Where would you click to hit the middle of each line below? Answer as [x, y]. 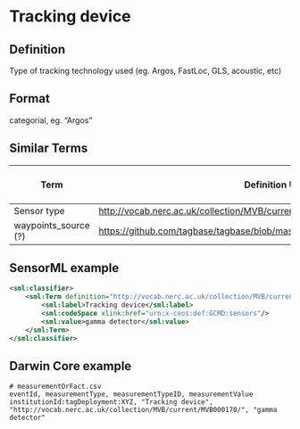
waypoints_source [52, 225]
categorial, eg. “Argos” [51, 120]
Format [30, 99]
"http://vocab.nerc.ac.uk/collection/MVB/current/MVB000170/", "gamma [143, 410]
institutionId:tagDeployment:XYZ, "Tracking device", [112, 402]
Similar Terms [49, 148]
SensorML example [64, 268]
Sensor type [39, 210]
